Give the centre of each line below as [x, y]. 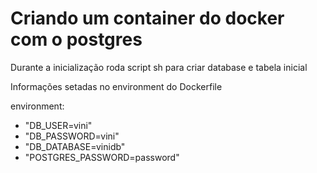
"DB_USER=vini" [58, 125]
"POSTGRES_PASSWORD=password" [102, 157]
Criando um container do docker [147, 18]
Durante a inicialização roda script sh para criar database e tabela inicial [159, 67]
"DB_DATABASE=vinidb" [75, 146]
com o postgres [76, 39]
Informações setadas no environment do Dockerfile [116, 86]
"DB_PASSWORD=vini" [72, 136]
